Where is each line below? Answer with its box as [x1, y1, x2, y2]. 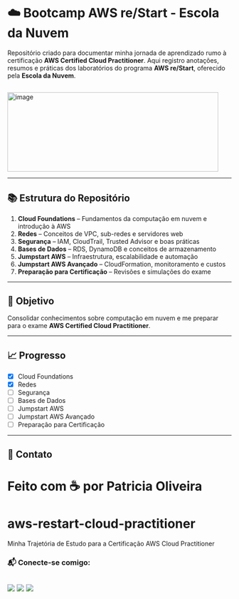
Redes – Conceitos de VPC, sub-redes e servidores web [17, 230, 184, 238]
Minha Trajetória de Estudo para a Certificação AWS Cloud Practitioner [7, 539, 215, 548]
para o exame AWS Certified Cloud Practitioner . [7, 321, 151, 329]
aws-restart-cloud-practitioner [7, 516, 196, 531]
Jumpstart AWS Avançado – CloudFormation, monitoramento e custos [17, 260, 226, 269]
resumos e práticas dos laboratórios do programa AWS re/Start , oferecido [7, 63, 225, 72]
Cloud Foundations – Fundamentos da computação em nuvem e [17, 215, 208, 223]
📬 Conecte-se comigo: [7, 557, 91, 567]
